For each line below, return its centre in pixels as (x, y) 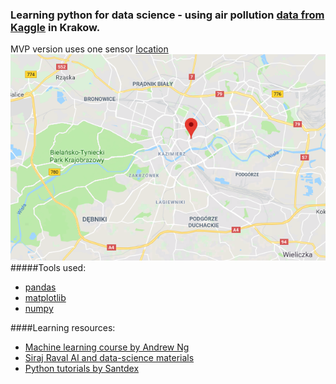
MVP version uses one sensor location (89, 49)
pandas (40, 287)
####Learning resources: (63, 327)
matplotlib (45, 297)
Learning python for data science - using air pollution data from (167, 15)
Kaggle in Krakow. (55, 27)
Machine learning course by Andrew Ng (107, 347)
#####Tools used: (48, 267)
